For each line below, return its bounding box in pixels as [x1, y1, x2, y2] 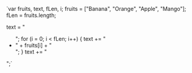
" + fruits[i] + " [15, 42, 52, 49]
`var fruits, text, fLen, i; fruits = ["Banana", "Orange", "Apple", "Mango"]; [6, 5, 187, 12]
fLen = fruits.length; [6, 12, 57, 19]
